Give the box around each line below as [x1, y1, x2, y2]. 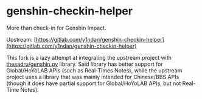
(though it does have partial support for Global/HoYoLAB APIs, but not [6, 80, 181, 87]
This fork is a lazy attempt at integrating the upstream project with [6, 54, 172, 61]
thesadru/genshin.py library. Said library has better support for [6, 60, 163, 68]
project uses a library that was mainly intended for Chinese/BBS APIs [6, 73, 179, 80]
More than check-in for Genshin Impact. [6, 24, 106, 31]
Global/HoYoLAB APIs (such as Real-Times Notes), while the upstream [6, 66, 183, 74]
